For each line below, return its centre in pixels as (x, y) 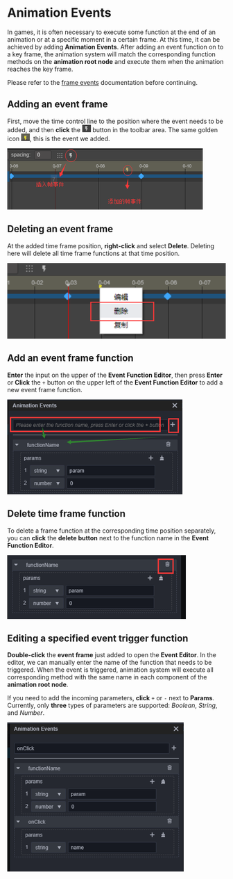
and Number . (26, 713)
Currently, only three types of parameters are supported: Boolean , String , (112, 705)
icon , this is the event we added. (59, 138)
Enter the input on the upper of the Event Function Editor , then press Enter (115, 375)
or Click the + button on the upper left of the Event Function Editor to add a (115, 382)
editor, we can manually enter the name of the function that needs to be (110, 663)
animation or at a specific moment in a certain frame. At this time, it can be (114, 39)
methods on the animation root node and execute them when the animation (115, 61)
